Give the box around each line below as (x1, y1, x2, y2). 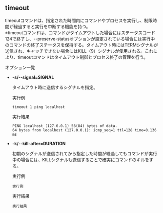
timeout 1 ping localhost (12, 105, 65, 109)
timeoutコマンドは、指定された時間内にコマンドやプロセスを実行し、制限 (5, 17, 153, 23)
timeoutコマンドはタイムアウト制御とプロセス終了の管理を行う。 (18, 54, 148, 60)
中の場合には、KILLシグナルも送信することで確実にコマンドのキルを (12, 156, 150, 163)
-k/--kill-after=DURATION (12, 140, 66, 146)
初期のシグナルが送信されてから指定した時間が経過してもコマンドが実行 (12, 150, 158, 156)
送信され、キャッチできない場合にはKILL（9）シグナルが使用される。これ (5, 48, 154, 54)
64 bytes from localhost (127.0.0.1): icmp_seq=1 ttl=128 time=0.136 (12, 128, 157, 132)
